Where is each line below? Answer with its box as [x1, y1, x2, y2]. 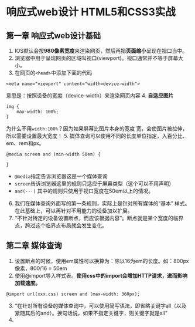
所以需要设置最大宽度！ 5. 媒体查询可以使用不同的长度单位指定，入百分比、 [6, 133, 188, 139]
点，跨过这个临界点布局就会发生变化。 [14, 222, 107, 229]
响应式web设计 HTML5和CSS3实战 [6, 5, 176, 19]
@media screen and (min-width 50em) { [6, 151, 101, 157]
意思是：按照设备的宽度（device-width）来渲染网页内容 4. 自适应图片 [6, 92, 174, 99]
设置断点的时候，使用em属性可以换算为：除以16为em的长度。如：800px [14, 257, 189, 264]
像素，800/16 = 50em [14, 265, 67, 272]
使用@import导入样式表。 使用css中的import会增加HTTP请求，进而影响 [14, 272, 188, 279]
